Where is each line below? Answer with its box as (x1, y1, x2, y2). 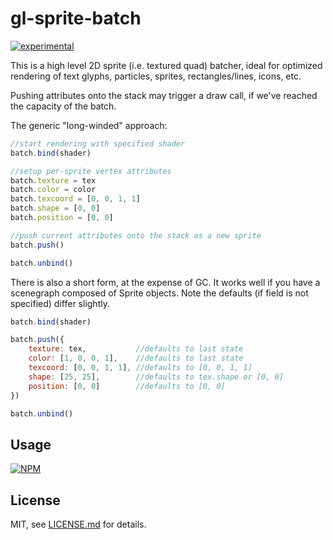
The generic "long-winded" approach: (10, 119, 168, 131)
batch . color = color (10, 185, 97, 195)
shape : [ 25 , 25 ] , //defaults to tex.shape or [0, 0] (28, 372, 284, 382)
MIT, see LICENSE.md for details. (10, 518, 147, 531)
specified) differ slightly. (10, 297, 110, 309)
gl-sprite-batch (10, 7, 142, 30)
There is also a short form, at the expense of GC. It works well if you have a (10, 276, 321, 288)
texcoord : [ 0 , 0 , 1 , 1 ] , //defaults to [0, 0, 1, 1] (28, 363, 253, 373)
